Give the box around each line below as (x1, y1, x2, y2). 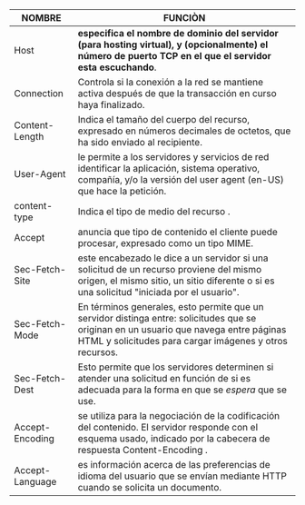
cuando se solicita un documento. (77, 481, 222, 493)
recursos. (77, 346, 118, 358)
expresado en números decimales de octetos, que (77, 124, 291, 137)
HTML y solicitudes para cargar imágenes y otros (77, 335, 288, 347)
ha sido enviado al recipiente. (77, 136, 202, 148)
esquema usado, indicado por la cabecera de (77, 432, 271, 444)
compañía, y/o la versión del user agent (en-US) (77, 173, 284, 185)
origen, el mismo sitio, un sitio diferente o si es (77, 274, 275, 287)
